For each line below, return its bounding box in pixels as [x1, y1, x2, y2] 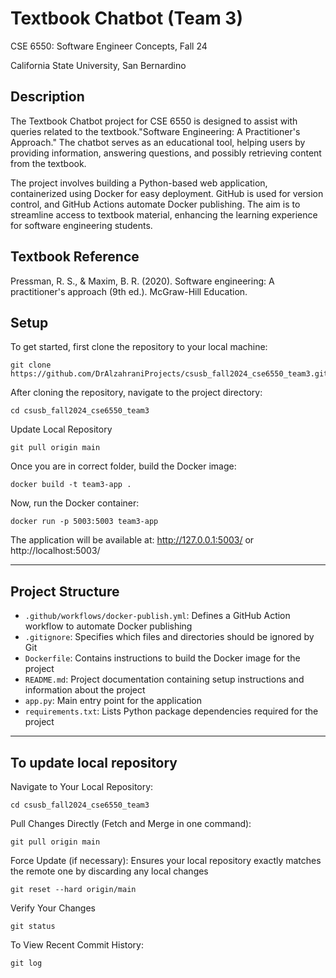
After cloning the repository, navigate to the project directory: [10, 387, 263, 399]
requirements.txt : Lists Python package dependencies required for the [24, 705, 319, 717]
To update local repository [10, 754, 178, 771]
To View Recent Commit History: [10, 939, 145, 951]
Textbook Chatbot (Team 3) [10, 7, 243, 30]
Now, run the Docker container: [10, 497, 140, 509]
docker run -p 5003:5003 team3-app [10, 517, 159, 527]
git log [10, 958, 43, 968]
